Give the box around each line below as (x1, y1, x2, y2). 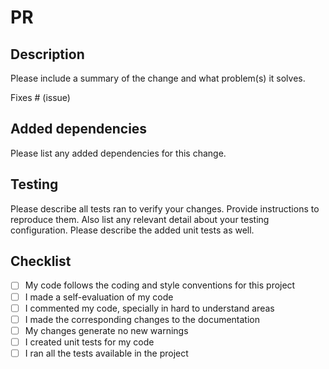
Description (10, 46, 85, 63)
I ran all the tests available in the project (24, 347, 189, 359)
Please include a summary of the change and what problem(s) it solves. (10, 72, 306, 84)
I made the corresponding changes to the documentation (24, 313, 261, 325)
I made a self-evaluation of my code (24, 291, 174, 303)
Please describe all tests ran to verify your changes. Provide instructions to (10, 202, 320, 215)
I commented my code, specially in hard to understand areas (24, 302, 275, 314)
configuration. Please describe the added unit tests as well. (10, 224, 255, 236)
